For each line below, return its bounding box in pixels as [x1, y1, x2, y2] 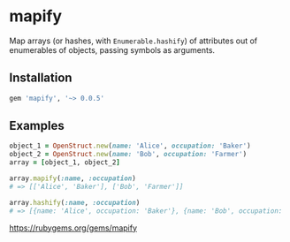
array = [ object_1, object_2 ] [9, 158, 121, 167]
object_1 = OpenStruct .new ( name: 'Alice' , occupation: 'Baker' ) [9, 141, 251, 151]
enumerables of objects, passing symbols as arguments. [9, 44, 215, 55]
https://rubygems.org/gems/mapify [9, 223, 138, 233]
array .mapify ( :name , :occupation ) [9, 174, 137, 183]
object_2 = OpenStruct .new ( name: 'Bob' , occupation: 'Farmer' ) [9, 150, 248, 159]
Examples [9, 118, 65, 133]
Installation [9, 71, 72, 86]
